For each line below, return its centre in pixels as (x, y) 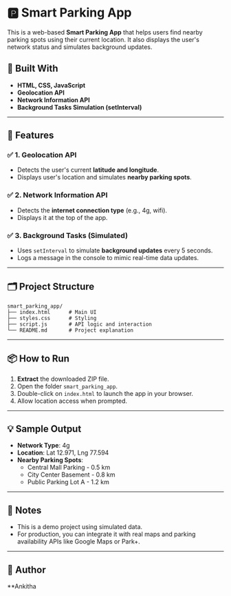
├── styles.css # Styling (52, 318)
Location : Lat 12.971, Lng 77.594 (63, 453)
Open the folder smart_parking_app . (67, 386)
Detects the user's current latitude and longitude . (88, 170)
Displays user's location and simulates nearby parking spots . (104, 177)
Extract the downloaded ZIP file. (63, 379)
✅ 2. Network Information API (57, 195)
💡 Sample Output (44, 429)
